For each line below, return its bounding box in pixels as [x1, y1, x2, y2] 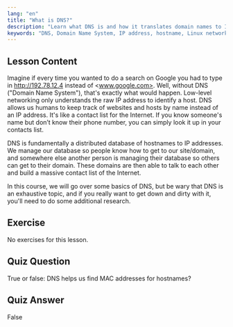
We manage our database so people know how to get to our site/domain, [7, 147, 216, 155]
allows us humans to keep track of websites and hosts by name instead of [7, 104, 218, 112]
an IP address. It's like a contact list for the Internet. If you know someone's [7, 111, 223, 119]
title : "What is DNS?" [7, 17, 73, 24]
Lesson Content [7, 55, 78, 67]
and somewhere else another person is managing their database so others [7, 154, 220, 162]
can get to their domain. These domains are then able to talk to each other [7, 161, 219, 170]
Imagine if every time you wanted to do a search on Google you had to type [7, 74, 223, 82]
